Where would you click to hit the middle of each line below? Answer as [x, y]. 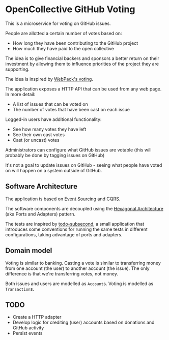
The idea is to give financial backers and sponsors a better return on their [82, 58]
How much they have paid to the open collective [63, 48]
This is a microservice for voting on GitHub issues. [58, 23]
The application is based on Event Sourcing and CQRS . [63, 199]
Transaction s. [20, 289]
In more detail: [20, 94]
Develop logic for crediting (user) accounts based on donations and [83, 322]
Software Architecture [41, 187]
